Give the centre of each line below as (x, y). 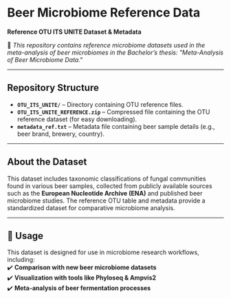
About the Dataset (47, 162)
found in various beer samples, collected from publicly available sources (110, 186)
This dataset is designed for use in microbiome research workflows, (103, 252)
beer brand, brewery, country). (61, 134)
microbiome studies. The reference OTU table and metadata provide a (106, 200)
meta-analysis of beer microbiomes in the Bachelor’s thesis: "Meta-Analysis (115, 52)
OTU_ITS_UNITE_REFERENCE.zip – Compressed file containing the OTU (113, 112)
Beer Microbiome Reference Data (104, 13)
